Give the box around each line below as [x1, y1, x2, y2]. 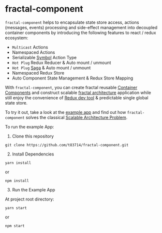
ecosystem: [5, 35, 29, 41]
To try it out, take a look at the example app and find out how [5, 109, 126, 115]
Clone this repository [12, 133, 54, 139]
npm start [5, 223, 25, 228]
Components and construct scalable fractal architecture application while [5, 90, 151, 95]
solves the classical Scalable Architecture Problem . [26, 114, 128, 120]
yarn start [5, 205, 27, 210]
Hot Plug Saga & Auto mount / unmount [12, 64, 91, 71]
